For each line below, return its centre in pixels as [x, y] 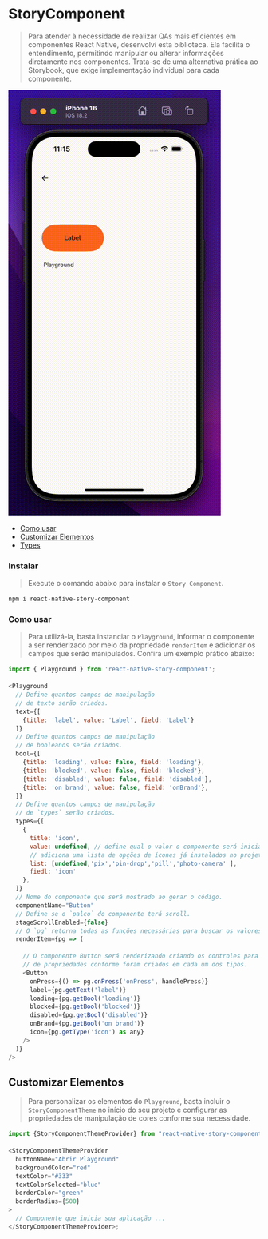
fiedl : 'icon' [53, 872]
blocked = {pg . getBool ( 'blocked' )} [85, 1007]
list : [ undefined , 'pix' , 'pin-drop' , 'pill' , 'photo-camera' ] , [133, 863]
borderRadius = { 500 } [48, 1201]
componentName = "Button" [55, 905]
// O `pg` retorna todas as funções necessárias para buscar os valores [139, 931]
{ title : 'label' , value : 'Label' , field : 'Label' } [108, 720]
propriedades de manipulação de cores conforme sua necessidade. [139, 1118]
